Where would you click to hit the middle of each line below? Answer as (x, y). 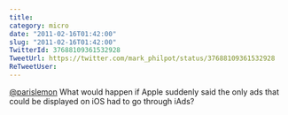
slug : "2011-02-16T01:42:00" (63, 42)
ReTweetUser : (33, 67)
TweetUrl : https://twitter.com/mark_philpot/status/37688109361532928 (142, 58)
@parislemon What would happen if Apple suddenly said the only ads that (144, 92)
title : (21, 17)
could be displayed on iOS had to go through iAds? (102, 101)
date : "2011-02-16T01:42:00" (63, 34)
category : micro (39, 26)
